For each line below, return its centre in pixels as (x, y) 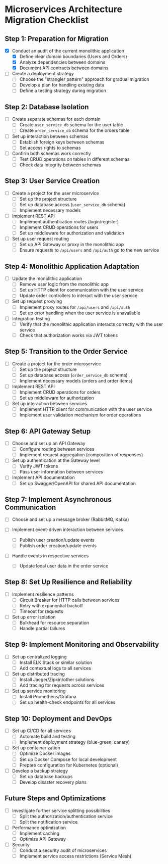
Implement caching (39, 833)
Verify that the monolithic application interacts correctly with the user (91, 324)
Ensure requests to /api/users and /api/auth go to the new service (89, 250)
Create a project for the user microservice (55, 193)
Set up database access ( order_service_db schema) (73, 375)
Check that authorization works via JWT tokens (69, 335)
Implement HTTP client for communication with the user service (86, 409)
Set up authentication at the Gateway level (56, 460)
